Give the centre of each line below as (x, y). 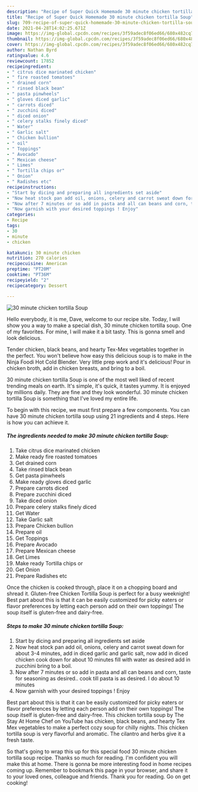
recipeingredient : (29, 66)
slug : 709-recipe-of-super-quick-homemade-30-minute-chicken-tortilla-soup (101, 22)
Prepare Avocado (36, 545)
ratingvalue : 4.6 (28, 55)
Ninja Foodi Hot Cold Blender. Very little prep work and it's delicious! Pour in (99, 362)
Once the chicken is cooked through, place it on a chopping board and (92, 587)
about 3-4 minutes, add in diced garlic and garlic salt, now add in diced (102, 653)
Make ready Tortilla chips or (49, 564)
